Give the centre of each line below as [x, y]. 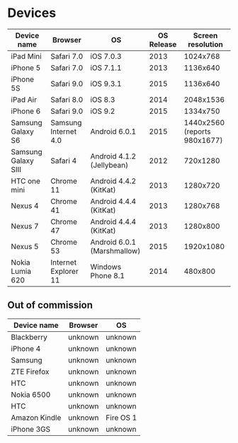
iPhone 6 [26, 111]
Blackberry [29, 337]
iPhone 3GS [31, 429]
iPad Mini [26, 56]
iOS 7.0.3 [106, 56]
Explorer [65, 271]
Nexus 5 [25, 246]
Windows [106, 267]
